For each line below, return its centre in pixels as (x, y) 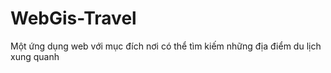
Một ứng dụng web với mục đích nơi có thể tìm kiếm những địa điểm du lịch (166, 46)
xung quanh (35, 56)
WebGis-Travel (73, 18)
